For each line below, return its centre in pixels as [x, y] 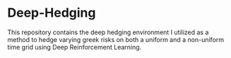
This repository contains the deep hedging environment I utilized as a [108, 32]
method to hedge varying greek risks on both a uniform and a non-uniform [116, 39]
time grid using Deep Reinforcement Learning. [75, 47]
